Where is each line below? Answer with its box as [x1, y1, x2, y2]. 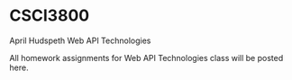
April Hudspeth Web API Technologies [9, 35, 151, 46]
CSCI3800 [9, 5, 90, 26]
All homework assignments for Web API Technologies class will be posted [9, 52, 284, 63]
